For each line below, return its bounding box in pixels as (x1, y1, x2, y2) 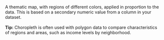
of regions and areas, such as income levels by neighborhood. (5, 30, 131, 35)
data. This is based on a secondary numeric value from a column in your (5, 9, 152, 15)
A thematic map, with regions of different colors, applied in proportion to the (5, 4, 159, 10)
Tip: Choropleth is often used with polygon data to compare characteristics (5, 25, 158, 30)
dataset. (5, 14, 22, 20)
